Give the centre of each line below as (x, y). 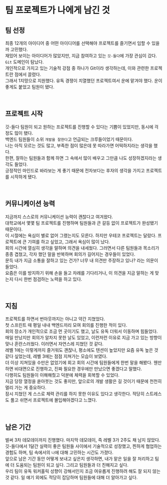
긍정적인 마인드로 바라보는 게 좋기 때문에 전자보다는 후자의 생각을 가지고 (75, 170)
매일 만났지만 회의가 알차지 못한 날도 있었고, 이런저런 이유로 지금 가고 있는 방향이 (83, 338)
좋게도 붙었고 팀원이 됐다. (30, 87)
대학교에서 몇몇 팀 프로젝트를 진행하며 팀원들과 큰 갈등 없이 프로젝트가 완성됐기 (82, 223)
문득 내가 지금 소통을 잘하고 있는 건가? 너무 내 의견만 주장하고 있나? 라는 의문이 (82, 260)
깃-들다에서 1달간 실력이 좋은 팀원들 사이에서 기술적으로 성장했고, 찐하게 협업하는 (83, 446)
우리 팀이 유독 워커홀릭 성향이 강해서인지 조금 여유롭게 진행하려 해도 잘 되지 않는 (83, 471)
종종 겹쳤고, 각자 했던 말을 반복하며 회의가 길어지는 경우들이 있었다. (70, 254)
